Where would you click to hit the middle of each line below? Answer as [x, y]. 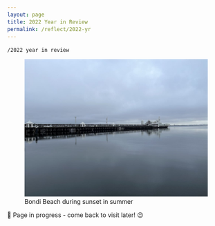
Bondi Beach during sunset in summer [79, 202]
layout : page [26, 15]
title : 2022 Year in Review [48, 22]
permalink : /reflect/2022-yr [49, 29]
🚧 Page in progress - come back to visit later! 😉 [75, 215]
